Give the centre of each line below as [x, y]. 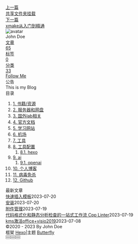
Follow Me [16, 76]
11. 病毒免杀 [24, 175]
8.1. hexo [29, 152]
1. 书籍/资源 [24, 104]
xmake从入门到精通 [25, 26]
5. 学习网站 [24, 128]
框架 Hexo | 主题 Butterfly [30, 232]
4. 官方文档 [24, 122]
